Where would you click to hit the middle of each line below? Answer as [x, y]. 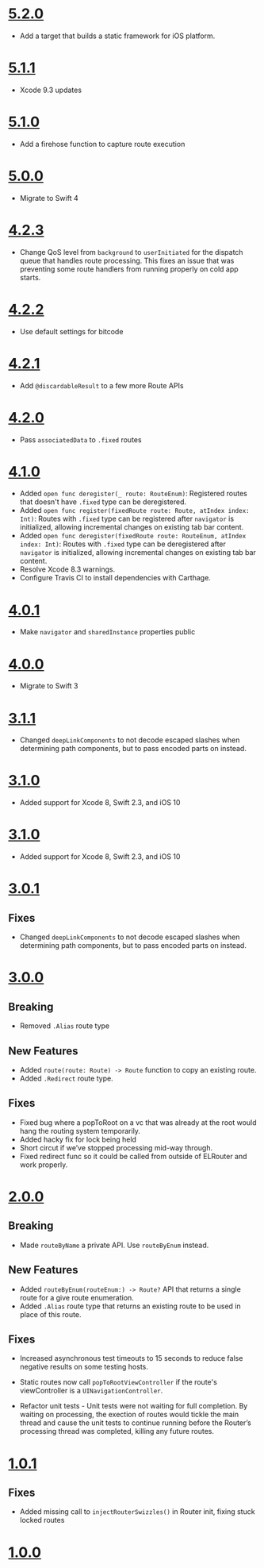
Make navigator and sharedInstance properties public [107, 632]
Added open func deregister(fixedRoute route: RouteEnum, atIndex [133, 536]
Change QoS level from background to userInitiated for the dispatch [131, 252]
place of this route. [50, 1314]
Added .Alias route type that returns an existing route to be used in [130, 1306]
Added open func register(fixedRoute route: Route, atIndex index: [134, 510]
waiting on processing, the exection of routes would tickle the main [129, 1415]
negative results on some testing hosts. [84, 1367]
